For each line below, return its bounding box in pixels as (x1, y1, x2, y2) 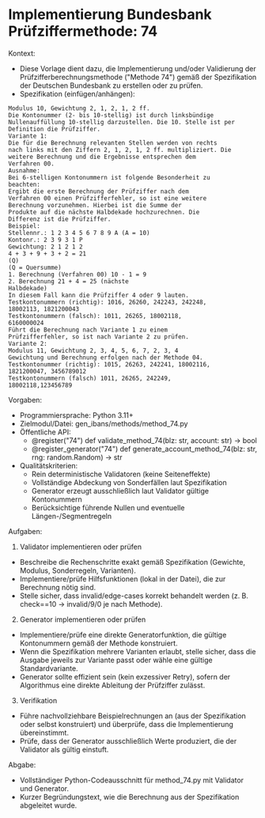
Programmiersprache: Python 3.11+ (19, 410, 134, 420)
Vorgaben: (8, 395, 42, 404)
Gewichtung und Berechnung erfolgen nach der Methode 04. (8, 354, 203, 362)
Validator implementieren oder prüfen (19, 542, 142, 551)
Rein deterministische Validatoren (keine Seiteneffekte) (31, 469, 211, 479)
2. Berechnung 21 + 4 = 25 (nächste (8, 277, 129, 286)
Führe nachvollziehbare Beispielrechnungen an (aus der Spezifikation (19, 710, 247, 721)
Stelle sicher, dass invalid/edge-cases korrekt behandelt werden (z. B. (19, 591, 249, 600)
